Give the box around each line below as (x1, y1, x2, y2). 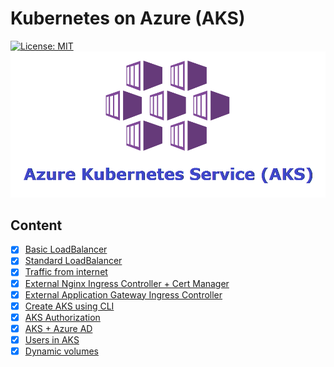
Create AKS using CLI (24, 300, 115, 312)
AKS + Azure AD (24, 322, 93, 334)
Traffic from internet (24, 266, 108, 278)
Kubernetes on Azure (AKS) (10, 7, 246, 30)
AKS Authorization (24, 311, 101, 323)
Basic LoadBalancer (24, 243, 108, 256)
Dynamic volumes (24, 345, 99, 357)
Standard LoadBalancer (24, 255, 123, 267)
